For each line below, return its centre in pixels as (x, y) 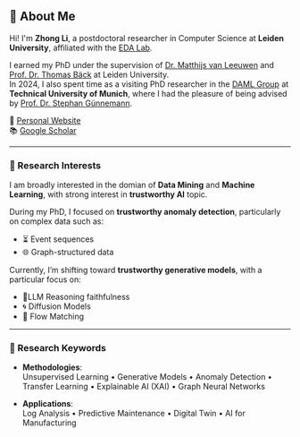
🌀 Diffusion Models (56, 306)
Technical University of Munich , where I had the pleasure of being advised (148, 93)
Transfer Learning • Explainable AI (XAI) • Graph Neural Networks (144, 387)
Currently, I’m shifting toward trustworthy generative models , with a (136, 270)
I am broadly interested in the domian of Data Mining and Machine (132, 185)
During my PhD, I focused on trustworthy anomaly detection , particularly (145, 212)
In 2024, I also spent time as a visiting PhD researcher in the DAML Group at (149, 84)
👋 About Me (42, 17)
